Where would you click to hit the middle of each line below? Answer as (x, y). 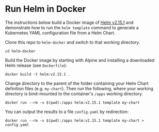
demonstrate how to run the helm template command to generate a (72, 27)
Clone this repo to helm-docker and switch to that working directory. (72, 42)
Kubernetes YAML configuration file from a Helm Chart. (60, 33)
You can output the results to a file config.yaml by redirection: (67, 112)
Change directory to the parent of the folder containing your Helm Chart (77, 83)
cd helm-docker (20, 51)
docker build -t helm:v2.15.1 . (38, 74)
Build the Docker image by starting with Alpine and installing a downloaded (80, 60)
